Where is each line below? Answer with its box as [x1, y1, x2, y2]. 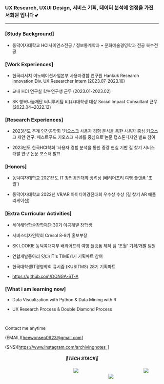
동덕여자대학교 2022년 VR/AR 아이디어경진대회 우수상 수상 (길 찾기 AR [12, 192, 147, 197]
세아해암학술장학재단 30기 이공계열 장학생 [12, 222, 92, 228]
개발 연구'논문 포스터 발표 [12, 151, 61, 157]
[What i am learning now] [5, 286, 66, 292]
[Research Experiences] [5, 116, 63, 123]
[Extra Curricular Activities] [5, 210, 72, 217]
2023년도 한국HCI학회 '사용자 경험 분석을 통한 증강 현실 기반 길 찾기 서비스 [12, 144, 155, 150]
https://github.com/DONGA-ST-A [12, 273, 79, 279]
